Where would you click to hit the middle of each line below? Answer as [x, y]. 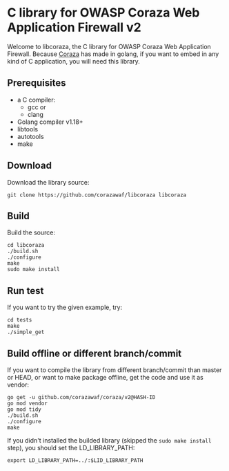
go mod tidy [24, 409]
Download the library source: [48, 182]
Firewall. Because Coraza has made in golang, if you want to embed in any [113, 54]
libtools [28, 129]
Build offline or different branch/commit [94, 353]
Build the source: [31, 232]
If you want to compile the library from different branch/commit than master [114, 370]
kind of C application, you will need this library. [73, 61]
